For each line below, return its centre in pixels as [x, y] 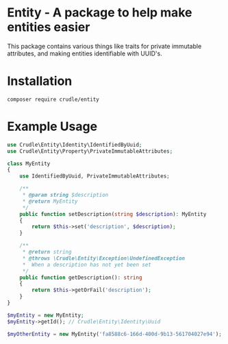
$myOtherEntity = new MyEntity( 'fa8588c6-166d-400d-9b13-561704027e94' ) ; [115, 334]
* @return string [47, 252]
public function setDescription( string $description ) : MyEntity [113, 214]
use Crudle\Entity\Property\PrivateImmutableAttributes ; [90, 151]
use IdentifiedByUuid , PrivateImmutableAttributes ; [94, 176]
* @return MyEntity [50, 201]
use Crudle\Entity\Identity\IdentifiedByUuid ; [75, 145]
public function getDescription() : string [81, 278]
